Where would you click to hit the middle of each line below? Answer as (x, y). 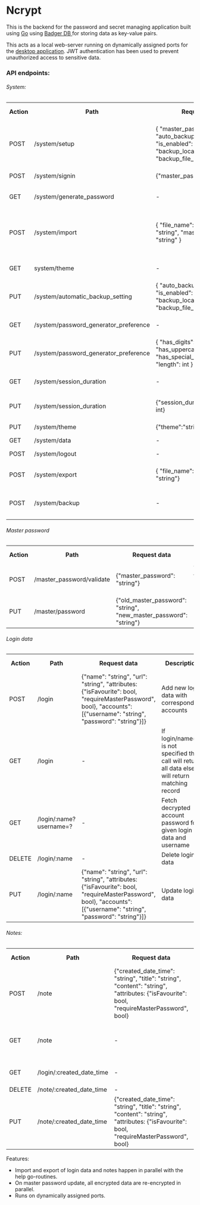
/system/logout (55, 454)
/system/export (55, 475)
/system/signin (54, 176)
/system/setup (54, 144)
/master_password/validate (72, 580)
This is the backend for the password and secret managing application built (99, 27)
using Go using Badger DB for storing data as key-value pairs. (82, 33)
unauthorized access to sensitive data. (54, 57)
